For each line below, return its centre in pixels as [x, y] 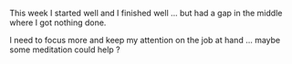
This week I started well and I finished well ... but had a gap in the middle [146, 13]
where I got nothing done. [58, 23]
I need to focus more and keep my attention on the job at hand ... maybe [145, 40]
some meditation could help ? [65, 50]
